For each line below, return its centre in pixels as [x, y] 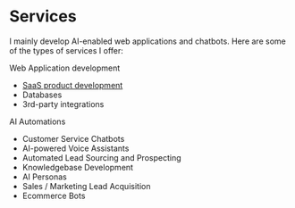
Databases [42, 95]
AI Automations [38, 121]
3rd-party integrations [63, 104]
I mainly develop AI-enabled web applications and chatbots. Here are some [147, 41]
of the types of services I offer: [66, 50]
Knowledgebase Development [78, 167]
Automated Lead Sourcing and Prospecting [101, 157]
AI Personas [44, 177]
